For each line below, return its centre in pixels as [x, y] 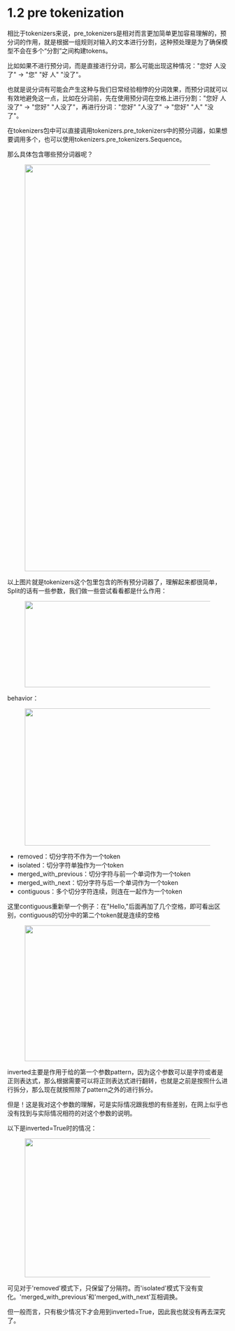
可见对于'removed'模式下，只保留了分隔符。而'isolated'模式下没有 [102, 1288]
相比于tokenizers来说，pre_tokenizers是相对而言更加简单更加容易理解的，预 [117, 33]
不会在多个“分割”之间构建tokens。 [62, 50]
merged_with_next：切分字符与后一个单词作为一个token [98, 882]
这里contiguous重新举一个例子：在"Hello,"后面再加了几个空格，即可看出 [111, 906]
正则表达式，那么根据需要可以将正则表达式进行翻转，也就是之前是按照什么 [114, 1081]
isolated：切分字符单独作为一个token [71, 865]
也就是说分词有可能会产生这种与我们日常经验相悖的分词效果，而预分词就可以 [117, 89]
